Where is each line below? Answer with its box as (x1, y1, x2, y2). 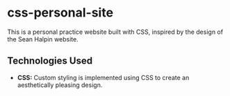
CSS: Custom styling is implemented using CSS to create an (17, 73, 190, 81)
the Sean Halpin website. (7, 35, 79, 43)
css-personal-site (7, 5, 113, 21)
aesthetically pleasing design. (17, 81, 103, 89)
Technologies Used (7, 55, 92, 67)
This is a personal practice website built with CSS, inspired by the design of (7, 28, 224, 36)
